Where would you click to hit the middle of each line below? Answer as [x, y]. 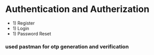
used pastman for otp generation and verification [67, 46]
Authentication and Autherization [77, 9]
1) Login [21, 28]
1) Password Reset [32, 33]
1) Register [24, 23]
